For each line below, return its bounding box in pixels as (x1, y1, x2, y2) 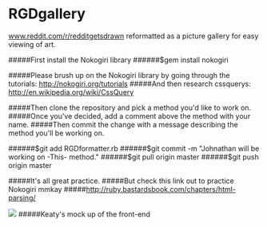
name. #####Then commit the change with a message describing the (8, 119, 238, 129)
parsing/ (8, 193, 36, 202)
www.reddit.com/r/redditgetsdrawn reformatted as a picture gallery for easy (8, 31, 259, 41)
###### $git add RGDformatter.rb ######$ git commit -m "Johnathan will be (8, 143, 260, 153)
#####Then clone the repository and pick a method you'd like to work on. (8, 103, 252, 112)
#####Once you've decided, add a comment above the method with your (8, 111, 251, 120)
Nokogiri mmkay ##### (8, 184, 86, 194)
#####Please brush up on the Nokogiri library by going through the (8, 70, 230, 80)
